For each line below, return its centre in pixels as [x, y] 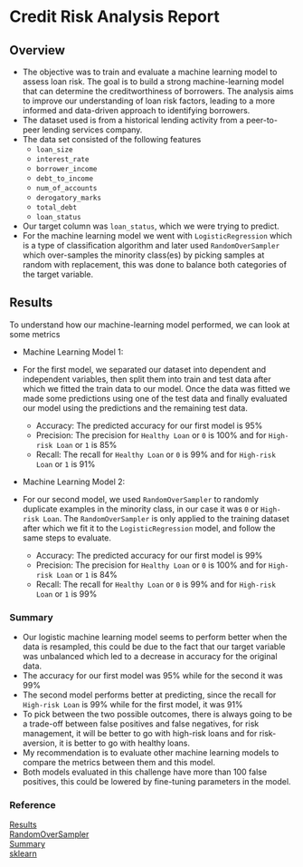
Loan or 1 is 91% [66, 463]
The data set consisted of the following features [112, 139]
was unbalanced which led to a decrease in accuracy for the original [150, 657]
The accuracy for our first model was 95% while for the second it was [152, 676]
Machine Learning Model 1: [73, 352]
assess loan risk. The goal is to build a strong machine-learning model [153, 82]
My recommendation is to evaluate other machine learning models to [151, 753]
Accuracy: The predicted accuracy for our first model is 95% [149, 425]
